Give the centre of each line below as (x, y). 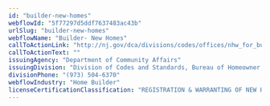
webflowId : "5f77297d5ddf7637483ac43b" (75, 23)
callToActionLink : (39, 45)
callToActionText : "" (45, 53)
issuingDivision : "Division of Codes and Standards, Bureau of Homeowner (135, 68)
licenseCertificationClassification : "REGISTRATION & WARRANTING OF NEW (133, 90)
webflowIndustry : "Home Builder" (64, 82)
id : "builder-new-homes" (50, 16)
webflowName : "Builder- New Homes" (68, 38)
